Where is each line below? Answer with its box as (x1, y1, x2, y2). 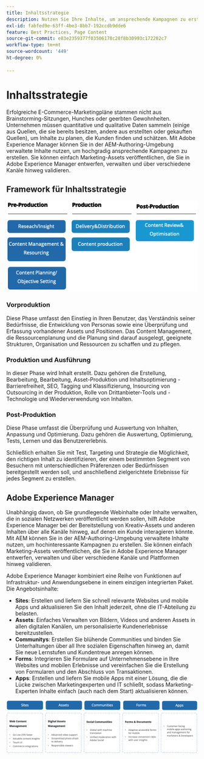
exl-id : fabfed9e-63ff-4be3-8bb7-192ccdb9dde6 (6, 23, 126, 29)
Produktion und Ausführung (6, 355, 91, 364)
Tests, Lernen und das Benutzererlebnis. (6, 437, 108, 444)
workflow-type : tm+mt (6, 42, 61, 48)
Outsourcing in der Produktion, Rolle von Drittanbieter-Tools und (6, 389, 167, 396)
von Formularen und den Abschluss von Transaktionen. (15, 668, 154, 676)
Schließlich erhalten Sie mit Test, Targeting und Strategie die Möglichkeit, (6, 449, 189, 456)
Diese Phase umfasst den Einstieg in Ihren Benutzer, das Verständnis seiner (6, 314, 195, 322)
